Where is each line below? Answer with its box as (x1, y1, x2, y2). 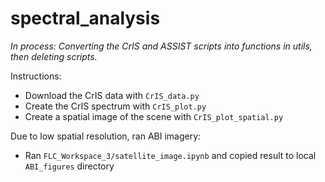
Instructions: (10, 70, 62, 82)
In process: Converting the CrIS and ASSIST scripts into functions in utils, (10, 40, 313, 52)
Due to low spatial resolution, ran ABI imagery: (10, 130, 202, 142)
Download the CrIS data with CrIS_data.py (24, 89, 200, 101)
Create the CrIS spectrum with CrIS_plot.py (24, 100, 207, 112)
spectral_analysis (10, 7, 161, 30)
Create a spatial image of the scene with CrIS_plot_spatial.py (24, 110, 284, 122)
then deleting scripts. (10, 50, 98, 62)
